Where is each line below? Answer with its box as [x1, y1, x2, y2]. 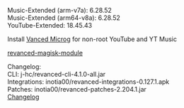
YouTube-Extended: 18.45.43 [7, 21, 93, 29]
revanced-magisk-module [7, 49, 84, 57]
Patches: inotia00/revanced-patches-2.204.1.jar [7, 85, 147, 93]
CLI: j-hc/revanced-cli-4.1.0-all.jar [7, 70, 106, 78]
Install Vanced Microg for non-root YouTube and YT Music [7, 35, 177, 43]
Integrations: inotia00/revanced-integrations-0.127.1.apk [7, 77, 170, 86]
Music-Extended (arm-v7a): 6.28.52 [7, 6, 112, 14]
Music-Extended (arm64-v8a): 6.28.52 [7, 13, 120, 22]
